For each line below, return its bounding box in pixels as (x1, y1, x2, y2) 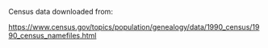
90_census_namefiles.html (8, 31, 97, 40)
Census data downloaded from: (8, 7, 113, 16)
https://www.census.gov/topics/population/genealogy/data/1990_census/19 (8, 22, 260, 31)
